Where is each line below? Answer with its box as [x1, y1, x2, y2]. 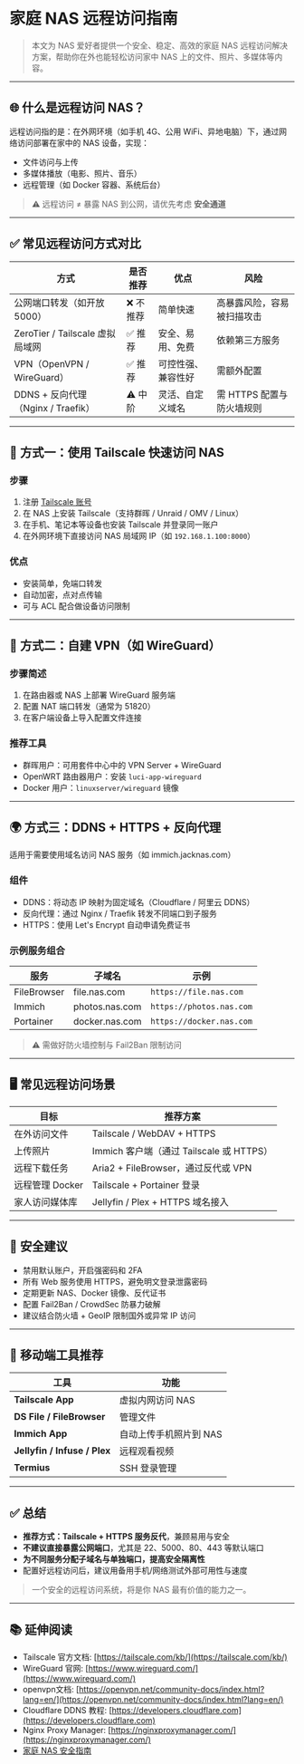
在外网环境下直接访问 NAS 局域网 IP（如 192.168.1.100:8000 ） [22, 531, 256, 542]
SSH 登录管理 [119, 1462, 177, 1475]
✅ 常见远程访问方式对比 [9, 236, 142, 252]
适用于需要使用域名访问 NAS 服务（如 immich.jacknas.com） [9, 849, 236, 861]
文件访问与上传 [22, 156, 79, 168]
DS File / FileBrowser [14, 1411, 106, 1423]
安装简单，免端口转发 [22, 577, 102, 589]
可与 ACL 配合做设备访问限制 [22, 600, 130, 612]
